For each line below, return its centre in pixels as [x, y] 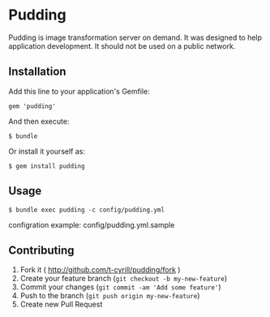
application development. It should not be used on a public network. [122, 46]
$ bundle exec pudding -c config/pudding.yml [86, 210]
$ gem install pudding [47, 166]
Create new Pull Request [61, 304]
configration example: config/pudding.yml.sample [92, 224]
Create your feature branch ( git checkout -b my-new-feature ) [124, 279]
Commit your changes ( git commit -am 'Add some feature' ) [120, 287]
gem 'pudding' [32, 106]
